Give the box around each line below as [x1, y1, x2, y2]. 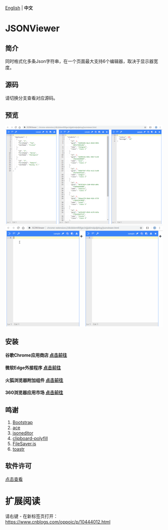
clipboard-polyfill [12, 436, 48, 442]
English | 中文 [5, 5, 33, 11]
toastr [12, 446, 25, 452]
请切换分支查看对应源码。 [5, 95, 58, 101]
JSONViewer [5, 23, 60, 34]
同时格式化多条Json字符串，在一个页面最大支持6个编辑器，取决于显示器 [5, 58, 154, 64]
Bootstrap [12, 419, 33, 426]
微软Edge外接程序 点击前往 [5, 365, 61, 371]
